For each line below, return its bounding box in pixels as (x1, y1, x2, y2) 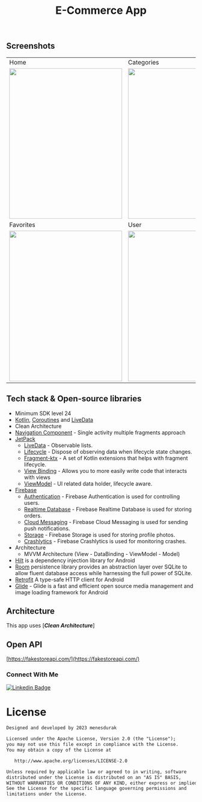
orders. (23, 512, 42, 519)
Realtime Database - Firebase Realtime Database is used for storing (23, 505, 192, 513)
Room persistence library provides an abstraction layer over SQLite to (14, 563, 188, 570)
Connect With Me (6, 670, 59, 679)
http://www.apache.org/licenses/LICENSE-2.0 (14, 757, 128, 764)
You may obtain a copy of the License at (6, 747, 112, 753)
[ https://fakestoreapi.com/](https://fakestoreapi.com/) (6, 655, 140, 662)
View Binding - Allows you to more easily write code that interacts (23, 467, 188, 474)
